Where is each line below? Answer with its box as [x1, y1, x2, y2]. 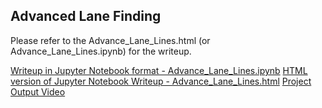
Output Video [10, 85, 66, 98]
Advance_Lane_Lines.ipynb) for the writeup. [10, 45, 192, 57]
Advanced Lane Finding [10, 8, 162, 25]
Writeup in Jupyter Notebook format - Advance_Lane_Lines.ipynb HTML [10, 64, 308, 76]
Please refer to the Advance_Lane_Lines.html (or [10, 34, 211, 46]
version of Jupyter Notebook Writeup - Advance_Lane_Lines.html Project [10, 75, 312, 87]
